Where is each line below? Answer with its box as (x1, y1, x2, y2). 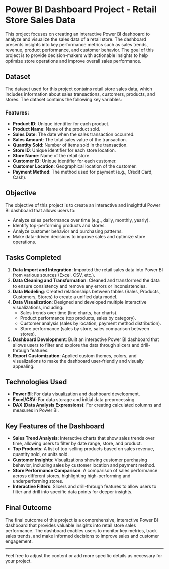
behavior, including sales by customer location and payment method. (12, 462, 156, 468)
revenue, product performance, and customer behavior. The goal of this (5, 47, 154, 53)
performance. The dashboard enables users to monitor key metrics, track (5, 528, 157, 534)
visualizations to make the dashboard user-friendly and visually (12, 358, 144, 364)
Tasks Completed (5, 253, 61, 262)
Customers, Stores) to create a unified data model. (12, 294, 118, 300)
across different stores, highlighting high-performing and (12, 473, 131, 479)
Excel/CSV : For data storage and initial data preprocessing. (12, 396, 136, 403)
